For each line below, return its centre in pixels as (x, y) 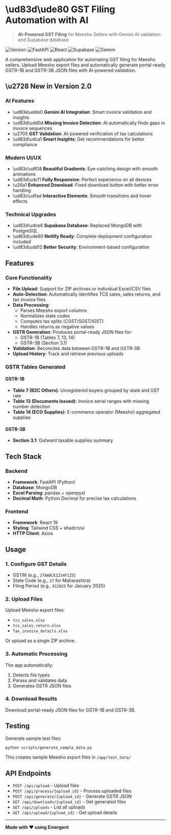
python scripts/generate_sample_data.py (49, 747)
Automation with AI (47, 20)
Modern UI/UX (23, 157)
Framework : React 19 (35, 523)
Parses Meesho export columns (53, 310)
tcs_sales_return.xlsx (37, 626)
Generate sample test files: (34, 738)
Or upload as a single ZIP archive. (40, 641)
